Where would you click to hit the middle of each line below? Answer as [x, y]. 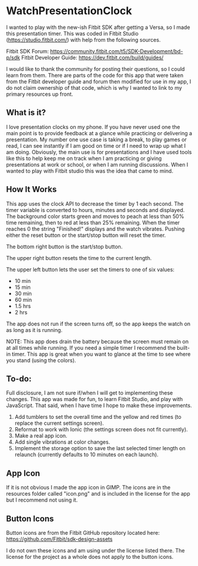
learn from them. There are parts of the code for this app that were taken [95, 75]
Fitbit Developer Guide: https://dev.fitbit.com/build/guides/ [92, 57]
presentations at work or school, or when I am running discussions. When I [97, 164]
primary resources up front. [40, 94]
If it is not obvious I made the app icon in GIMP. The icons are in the [88, 487]
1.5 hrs [23, 306]
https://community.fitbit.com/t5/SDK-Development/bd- [116, 51]
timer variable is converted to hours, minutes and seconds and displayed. [95, 210]
